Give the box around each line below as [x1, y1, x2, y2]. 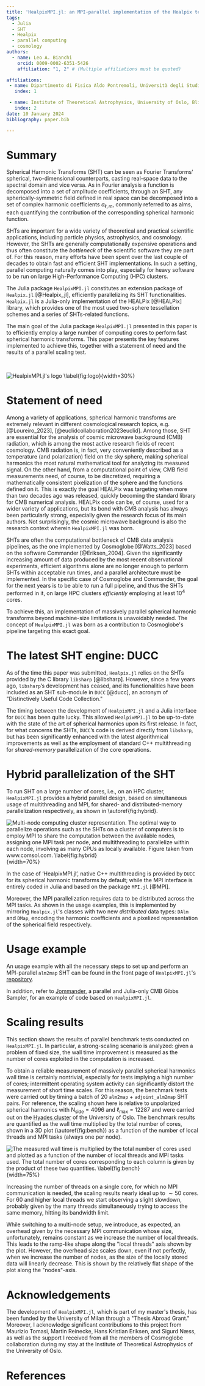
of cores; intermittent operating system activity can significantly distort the [6, 1080, 194, 1087]
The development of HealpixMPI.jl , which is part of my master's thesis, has [6, 1308, 197, 1316]
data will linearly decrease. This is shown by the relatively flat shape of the [6, 1260, 194, 1267]
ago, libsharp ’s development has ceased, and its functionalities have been [6, 682, 194, 689]
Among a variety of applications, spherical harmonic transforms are [6, 414, 176, 421]
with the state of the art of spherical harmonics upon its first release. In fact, [6, 720, 198, 727]
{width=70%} [6, 858, 40, 865]
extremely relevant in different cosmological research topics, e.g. [6, 421, 170, 428]
